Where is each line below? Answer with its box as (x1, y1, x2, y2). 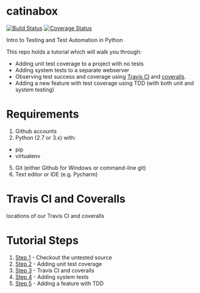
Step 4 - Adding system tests (15, 273, 89, 280)
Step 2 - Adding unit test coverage (15, 260, 102, 267)
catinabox (6, 4, 59, 18)
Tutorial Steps (6, 234, 79, 247)
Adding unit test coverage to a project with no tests (15, 60, 145, 67)
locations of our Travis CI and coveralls (6, 212, 105, 219)
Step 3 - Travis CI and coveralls (15, 267, 95, 274)
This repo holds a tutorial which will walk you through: (6, 48, 142, 56)
